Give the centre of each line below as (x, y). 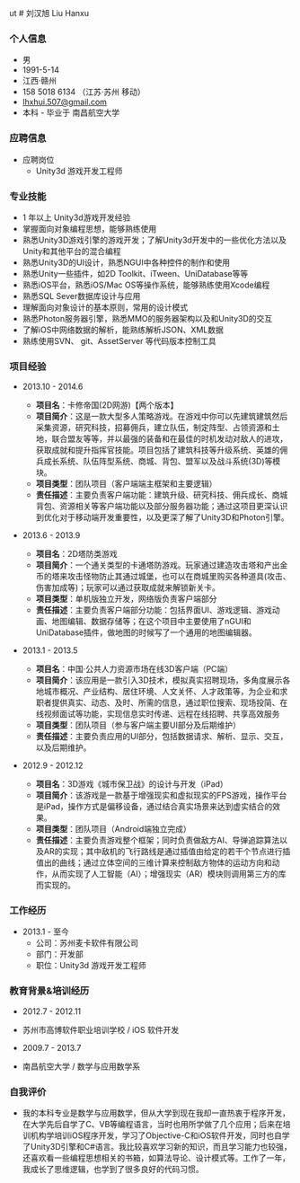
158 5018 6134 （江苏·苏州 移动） (84, 92)
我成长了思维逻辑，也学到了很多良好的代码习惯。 (113, 1170)
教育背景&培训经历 (49, 991)
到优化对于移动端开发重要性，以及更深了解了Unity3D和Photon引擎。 (162, 517)
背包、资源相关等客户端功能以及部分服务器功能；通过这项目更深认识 (162, 507)
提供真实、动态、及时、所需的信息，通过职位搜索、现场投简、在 (170, 702)
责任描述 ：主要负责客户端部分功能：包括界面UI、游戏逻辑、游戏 (154, 610)
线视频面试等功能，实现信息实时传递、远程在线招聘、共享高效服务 (158, 714)
